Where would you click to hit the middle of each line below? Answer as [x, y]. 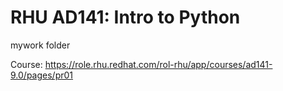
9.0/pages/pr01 [42, 75]
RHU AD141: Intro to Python [125, 17]
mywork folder [40, 45]
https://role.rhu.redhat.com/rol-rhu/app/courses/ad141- [158, 64]
